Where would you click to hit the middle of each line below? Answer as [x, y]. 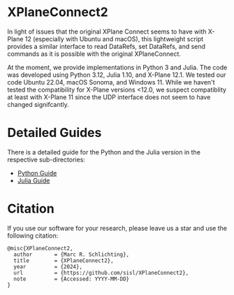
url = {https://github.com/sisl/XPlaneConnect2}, [101, 273]
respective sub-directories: [46, 159]
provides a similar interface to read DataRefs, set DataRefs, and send [107, 46]
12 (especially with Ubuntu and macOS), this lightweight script [114, 38]
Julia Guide [34, 180]
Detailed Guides [54, 133]
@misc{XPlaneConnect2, [40, 248]
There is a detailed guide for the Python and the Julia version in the [104, 152]
